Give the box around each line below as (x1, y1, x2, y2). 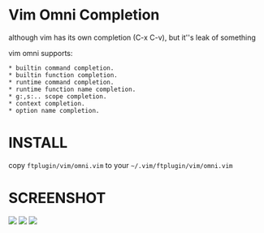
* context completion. (8, 99, 85, 107)
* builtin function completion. (8, 71, 118, 79)
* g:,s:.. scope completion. (8, 92, 107, 101)
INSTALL (8, 134, 68, 152)
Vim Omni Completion (8, 6, 160, 24)
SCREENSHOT (8, 189, 106, 208)
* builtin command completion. (8, 63, 115, 72)
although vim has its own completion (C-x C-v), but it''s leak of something (8, 32, 256, 42)
